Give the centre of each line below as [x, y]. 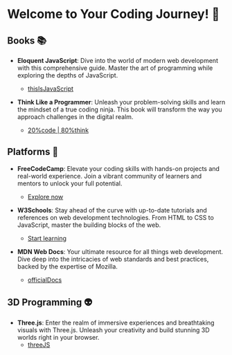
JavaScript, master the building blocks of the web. [89, 225]
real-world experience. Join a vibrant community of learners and [109, 176]
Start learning [47, 238]
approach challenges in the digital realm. [75, 117]
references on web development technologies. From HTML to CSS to [116, 217]
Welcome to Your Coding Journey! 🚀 [114, 14]
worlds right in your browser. [58, 337]
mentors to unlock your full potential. [70, 183]
